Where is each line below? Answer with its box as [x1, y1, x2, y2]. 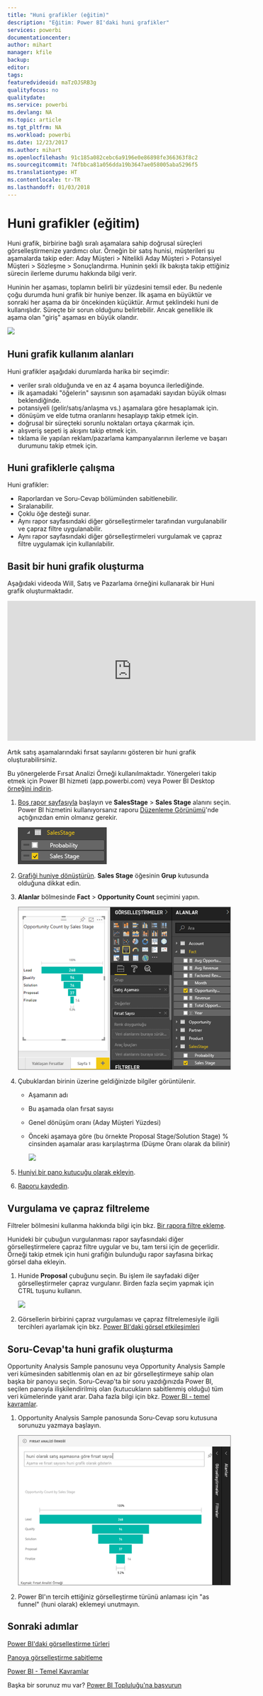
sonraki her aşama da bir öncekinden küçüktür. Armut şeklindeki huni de [7, 298, 218, 306]
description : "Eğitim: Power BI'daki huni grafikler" [7, 18, 170, 26]
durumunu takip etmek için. [17, 441, 98, 450]
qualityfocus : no [7, 86, 59, 94]
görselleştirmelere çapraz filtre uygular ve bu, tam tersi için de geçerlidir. [7, 1243, 220, 1251]
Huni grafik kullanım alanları [7, 348, 134, 360]
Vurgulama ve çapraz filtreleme [7, 1202, 150, 1214]
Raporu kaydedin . [17, 1182, 69, 1190]
